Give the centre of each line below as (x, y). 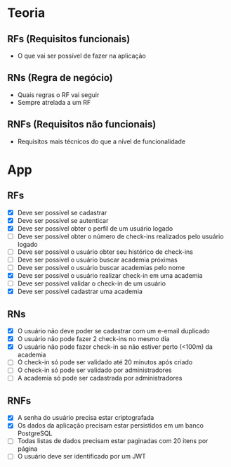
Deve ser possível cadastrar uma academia (80, 292)
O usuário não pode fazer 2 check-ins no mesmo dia (93, 339)
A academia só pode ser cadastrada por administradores (100, 378)
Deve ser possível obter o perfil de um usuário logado (95, 228)
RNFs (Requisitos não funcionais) (82, 124)
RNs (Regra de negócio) (60, 78)
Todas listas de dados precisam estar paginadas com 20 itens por (113, 441)
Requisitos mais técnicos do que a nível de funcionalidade (101, 141)
